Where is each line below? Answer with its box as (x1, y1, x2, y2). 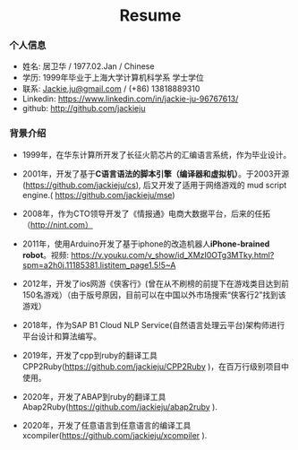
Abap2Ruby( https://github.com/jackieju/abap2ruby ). (21, 401, 217, 412)
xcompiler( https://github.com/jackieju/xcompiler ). (21, 429, 208, 440)
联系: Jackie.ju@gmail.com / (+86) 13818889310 (21, 83, 200, 94)
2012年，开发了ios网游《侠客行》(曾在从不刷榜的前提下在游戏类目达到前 (21, 278, 289, 289)
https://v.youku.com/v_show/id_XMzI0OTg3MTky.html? (71, 249, 275, 260)
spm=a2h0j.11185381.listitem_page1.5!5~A (21, 259, 176, 270)
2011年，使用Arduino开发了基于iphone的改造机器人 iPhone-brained (21, 238, 270, 249)
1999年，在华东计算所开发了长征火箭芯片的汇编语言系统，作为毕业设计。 (21, 149, 292, 160)
